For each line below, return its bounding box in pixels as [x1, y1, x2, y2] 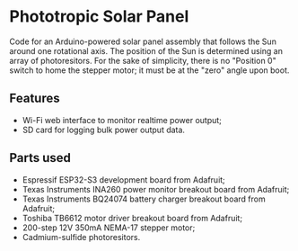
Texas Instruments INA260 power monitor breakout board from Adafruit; [22, 184, 290, 194]
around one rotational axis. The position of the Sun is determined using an [9, 45, 283, 56]
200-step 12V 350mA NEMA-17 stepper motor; [22, 222, 196, 233]
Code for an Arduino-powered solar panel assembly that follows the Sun [9, 36, 276, 47]
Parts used [9, 150, 72, 166]
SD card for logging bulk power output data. [22, 124, 186, 135]
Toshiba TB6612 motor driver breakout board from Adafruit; [22, 212, 243, 223]
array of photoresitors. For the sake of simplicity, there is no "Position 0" [9, 55, 276, 66]
